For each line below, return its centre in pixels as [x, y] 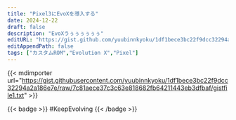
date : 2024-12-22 [33, 20]
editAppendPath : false [40, 46]
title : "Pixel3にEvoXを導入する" [53, 14]
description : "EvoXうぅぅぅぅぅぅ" [55, 33]
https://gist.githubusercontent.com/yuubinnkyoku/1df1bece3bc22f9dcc [125, 80]
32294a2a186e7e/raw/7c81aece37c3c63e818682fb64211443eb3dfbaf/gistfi [117, 88]
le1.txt [16, 95]
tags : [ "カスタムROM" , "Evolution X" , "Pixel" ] [73, 53]
